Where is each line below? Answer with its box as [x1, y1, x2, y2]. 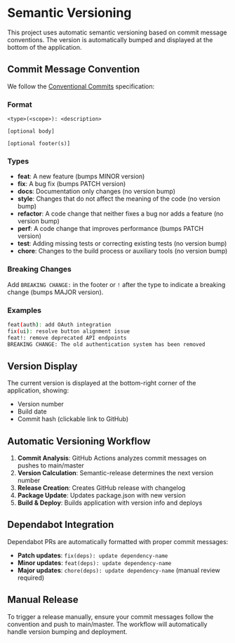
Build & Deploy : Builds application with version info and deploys [17, 498, 203, 507]
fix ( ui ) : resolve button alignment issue [7, 328, 130, 335]
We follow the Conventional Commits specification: [7, 82, 155, 91]
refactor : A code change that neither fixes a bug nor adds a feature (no [17, 209, 224, 218]
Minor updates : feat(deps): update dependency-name [17, 558, 172, 566]
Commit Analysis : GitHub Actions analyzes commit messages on [17, 454, 207, 463]
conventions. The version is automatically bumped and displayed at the [7, 35, 213, 44]
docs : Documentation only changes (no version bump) [17, 187, 175, 196]
